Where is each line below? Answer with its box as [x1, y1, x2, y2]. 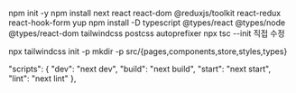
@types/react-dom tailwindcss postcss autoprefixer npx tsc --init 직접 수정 [8, 28, 285, 39]
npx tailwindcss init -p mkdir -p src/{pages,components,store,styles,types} [8, 46, 288, 57]
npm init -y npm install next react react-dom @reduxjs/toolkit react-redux [8, 8, 282, 18]
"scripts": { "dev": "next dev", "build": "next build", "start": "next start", [8, 63, 272, 74]
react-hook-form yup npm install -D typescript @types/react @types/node [8, 17, 286, 28]
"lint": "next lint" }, [8, 73, 77, 84]
